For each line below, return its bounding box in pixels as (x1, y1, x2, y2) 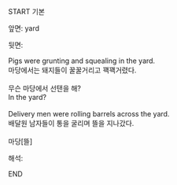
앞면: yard (8, 24, 40, 33)
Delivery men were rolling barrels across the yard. (8, 109, 170, 118)
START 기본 (8, 7, 46, 16)
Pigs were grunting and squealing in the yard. (8, 56, 156, 65)
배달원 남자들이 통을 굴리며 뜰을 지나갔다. (8, 119, 135, 128)
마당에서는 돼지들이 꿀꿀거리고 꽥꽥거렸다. (8, 65, 137, 75)
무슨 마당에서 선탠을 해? (8, 83, 81, 93)
